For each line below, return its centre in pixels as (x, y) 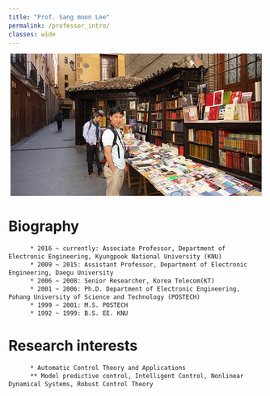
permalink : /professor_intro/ (59, 26)
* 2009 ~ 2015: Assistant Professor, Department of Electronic (139, 265)
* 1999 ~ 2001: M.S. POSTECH (79, 305)
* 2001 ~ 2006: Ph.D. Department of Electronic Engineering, (135, 289)
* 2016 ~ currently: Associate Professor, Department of (128, 249)
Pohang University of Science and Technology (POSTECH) (104, 297)
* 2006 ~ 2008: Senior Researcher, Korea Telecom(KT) (122, 281)
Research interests (73, 345)
